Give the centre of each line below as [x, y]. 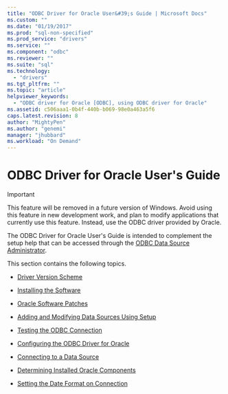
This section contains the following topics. [67, 264]
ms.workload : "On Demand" [44, 142]
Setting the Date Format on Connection [72, 384]
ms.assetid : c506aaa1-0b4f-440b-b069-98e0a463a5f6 [81, 109]
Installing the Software [49, 290]
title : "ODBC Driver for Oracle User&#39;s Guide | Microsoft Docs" [107, 13]
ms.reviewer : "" [30, 58]
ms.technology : [29, 71]
